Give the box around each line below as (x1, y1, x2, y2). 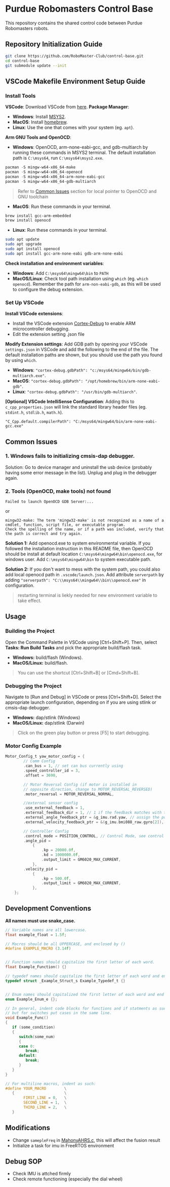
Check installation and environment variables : (5, 260, 104, 266)
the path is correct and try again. (5, 532, 82, 537)
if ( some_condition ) (12, 1025, 56, 1030)
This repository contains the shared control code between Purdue (5, 20, 143, 26)
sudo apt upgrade (5, 242, 42, 247)
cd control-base (5, 58, 39, 64)
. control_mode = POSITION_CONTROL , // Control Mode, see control (23, 833, 164, 838)
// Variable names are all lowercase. (5, 927, 87, 932)
